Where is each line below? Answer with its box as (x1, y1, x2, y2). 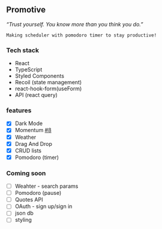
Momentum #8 (14, 127, 52, 134)
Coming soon (6, 169, 46, 177)
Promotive (6, 5, 46, 15)
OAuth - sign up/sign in (14, 203, 73, 210)
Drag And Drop (14, 140, 53, 147)
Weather (14, 133, 37, 141)
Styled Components (14, 72, 65, 80)
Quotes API (14, 196, 43, 203)
